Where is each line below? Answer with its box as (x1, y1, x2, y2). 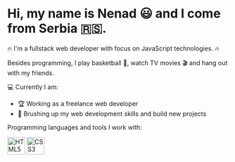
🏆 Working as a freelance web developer (17, 99, 139, 107)
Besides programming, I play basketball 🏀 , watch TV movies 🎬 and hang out (7, 58, 228, 67)
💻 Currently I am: (7, 83, 58, 91)
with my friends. (7, 69, 54, 77)
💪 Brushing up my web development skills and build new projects (17, 109, 207, 118)
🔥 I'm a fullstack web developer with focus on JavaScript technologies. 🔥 (7, 44, 220, 53)
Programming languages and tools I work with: (7, 123, 142, 131)
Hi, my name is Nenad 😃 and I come (7, 6, 221, 22)
